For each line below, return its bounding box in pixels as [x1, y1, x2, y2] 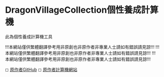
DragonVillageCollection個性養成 [5, 4, 141, 16]
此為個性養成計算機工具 [5, 34, 53, 39]
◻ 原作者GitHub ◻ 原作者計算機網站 [5, 66, 78, 72]
